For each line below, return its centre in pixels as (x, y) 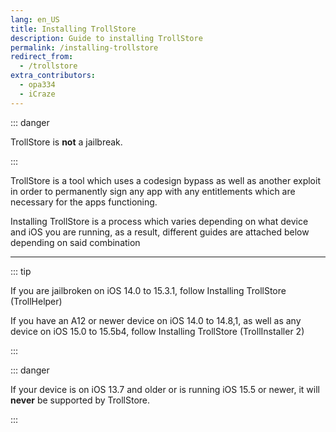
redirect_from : (42, 57)
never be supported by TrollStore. (80, 400)
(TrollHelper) (36, 301)
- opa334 (37, 85)
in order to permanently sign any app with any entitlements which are (153, 191)
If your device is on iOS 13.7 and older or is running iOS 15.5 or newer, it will (165, 389)
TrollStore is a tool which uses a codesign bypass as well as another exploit (165, 180)
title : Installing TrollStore (73, 29)
